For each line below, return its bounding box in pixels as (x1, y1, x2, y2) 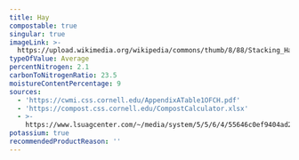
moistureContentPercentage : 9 (9, 79, 122, 88)
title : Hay (9, 12, 50, 22)
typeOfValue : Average (9, 54, 90, 63)
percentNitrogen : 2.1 (9, 63, 90, 72)
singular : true (9, 29, 66, 38)
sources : (9, 87, 42, 96)
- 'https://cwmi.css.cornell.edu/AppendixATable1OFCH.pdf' (17, 95, 241, 105)
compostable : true (9, 21, 77, 30)
